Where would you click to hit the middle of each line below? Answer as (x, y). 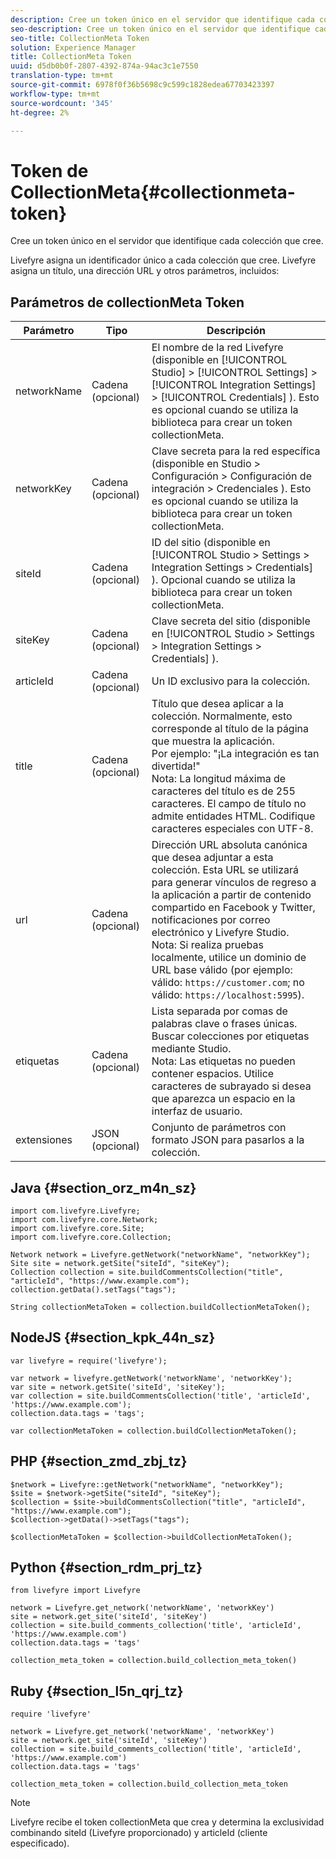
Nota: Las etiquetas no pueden (223, 1061)
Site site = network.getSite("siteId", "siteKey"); (120, 1263)
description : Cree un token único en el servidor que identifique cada (162, 19)
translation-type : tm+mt (62, 76)
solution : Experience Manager (73, 47)
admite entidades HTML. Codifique (233, 816)
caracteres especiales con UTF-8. (232, 829)
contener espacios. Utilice (213, 1074)
